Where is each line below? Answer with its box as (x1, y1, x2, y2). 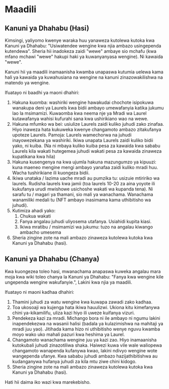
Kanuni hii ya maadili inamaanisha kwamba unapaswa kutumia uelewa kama (5, 69, 163, 75)
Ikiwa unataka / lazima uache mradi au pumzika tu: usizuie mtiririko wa (12, 175, 160, 181)
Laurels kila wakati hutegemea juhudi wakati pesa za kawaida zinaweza (12, 148, 162, 154)
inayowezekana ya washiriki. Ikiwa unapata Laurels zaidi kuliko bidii (12, 137, 153, 143)
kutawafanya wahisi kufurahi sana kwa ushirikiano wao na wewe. (12, 116, 149, 122)
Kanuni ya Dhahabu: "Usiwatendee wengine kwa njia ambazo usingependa (5, 43, 161, 49)
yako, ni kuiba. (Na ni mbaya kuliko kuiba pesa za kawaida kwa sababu (12, 143, 160, 149)
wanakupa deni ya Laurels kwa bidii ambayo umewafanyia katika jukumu (12, 105, 164, 110)
